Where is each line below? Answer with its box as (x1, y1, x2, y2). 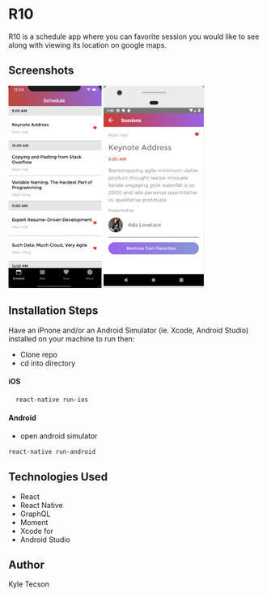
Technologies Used (8, 470, 108, 484)
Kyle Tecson (8, 579, 50, 589)
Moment (19, 517, 49, 527)
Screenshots (8, 64, 74, 78)
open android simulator (19, 430, 98, 441)
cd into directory (19, 358, 76, 368)
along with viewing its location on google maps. (8, 40, 167, 49)
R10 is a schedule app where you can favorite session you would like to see (8, 32, 260, 41)
